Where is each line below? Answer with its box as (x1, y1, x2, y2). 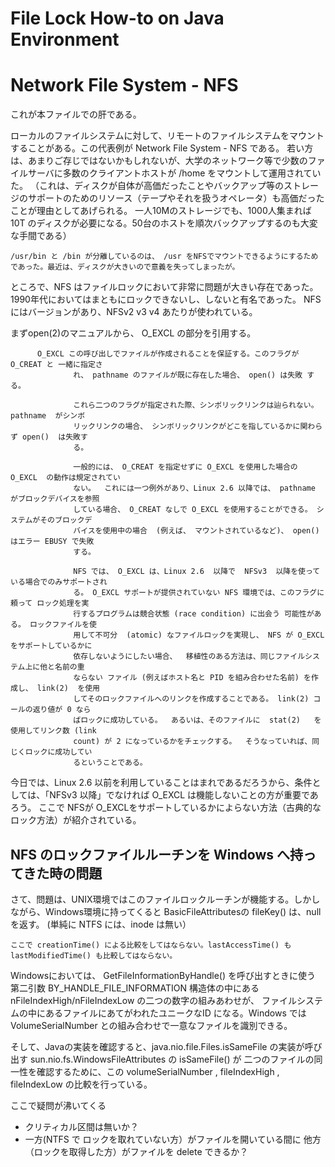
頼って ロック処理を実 (10, 598, 90, 609)
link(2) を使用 (36, 683, 100, 694)
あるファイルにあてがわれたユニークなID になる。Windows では (44, 1007, 307, 1019)
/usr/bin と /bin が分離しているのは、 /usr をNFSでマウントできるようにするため (10, 252, 319, 262)
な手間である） (10, 230, 72, 242)
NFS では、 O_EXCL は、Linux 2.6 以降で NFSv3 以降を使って (73, 567, 321, 577)
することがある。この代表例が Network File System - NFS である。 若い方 (10, 142, 314, 154)
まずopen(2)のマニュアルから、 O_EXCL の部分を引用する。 (10, 327, 257, 339)
